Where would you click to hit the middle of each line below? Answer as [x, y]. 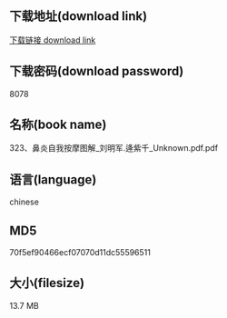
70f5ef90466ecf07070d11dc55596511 [80, 253]
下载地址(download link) [79, 16]
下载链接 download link [53, 40]
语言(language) [53, 179]
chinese [24, 202]
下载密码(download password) [97, 71]
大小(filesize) [47, 283]
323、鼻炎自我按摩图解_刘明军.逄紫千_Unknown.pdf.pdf [114, 148]
